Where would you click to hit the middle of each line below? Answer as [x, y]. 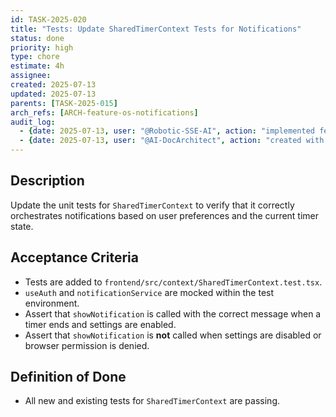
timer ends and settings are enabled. [100, 324]
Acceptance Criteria [74, 257]
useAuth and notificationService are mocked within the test [149, 292]
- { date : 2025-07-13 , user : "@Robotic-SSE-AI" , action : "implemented [167, 131]
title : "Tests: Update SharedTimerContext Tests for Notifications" [156, 29]
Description [47, 181]
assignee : [31, 76]
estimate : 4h [37, 66]
